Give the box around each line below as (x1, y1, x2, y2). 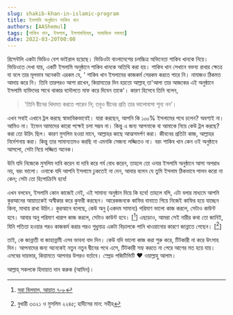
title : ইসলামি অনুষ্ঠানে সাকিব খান (7, 17, 79, 24)
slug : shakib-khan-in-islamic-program (7, 10, 119, 17)
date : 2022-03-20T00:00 (7, 36, 76, 43)
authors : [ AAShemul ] (7, 23, 67, 30)
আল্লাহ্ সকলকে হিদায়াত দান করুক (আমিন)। (7, 265, 94, 274)
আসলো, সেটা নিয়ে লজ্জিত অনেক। (7, 145, 75, 153)
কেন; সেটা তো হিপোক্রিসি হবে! (7, 175, 67, 183)
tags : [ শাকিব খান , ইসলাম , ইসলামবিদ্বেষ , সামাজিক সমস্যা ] (7, 29, 128, 37)
